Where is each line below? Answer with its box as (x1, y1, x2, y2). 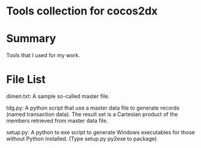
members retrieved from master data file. (6, 117, 108, 125)
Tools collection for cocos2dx (6, 4, 158, 18)
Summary (6, 32, 56, 46)
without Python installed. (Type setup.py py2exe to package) (6, 135, 157, 143)
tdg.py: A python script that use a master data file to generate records (6, 104, 179, 112)
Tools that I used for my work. (6, 52, 80, 59)
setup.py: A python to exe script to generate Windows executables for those (6, 129, 196, 136)
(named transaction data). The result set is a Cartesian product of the (6, 111, 178, 118)
